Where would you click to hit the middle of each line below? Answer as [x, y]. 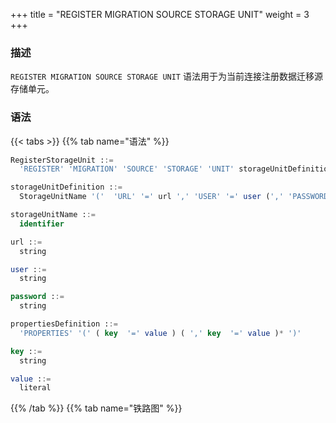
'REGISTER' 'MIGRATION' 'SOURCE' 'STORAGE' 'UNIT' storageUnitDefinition [176, 169]
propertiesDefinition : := [64, 324]
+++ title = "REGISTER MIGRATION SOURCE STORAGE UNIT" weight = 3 [160, 14]
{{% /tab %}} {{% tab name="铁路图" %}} [96, 408]
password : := [37, 297]
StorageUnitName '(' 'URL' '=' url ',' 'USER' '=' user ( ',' [151, 197]
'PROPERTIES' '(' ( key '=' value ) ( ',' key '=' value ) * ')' [160, 333]
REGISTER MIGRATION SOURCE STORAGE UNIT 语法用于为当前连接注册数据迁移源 [166, 76]
